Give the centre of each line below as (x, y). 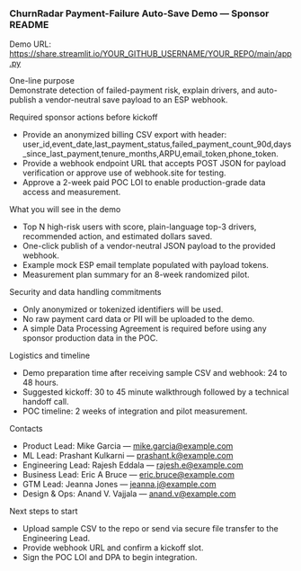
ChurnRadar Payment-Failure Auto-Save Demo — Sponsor (139, 13)
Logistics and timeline (50, 356)
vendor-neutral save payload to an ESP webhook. (136, 100)
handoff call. (45, 402)
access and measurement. (71, 192)
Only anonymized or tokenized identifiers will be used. (123, 309)
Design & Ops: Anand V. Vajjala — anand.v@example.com (129, 494)
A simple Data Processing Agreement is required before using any (144, 329)
